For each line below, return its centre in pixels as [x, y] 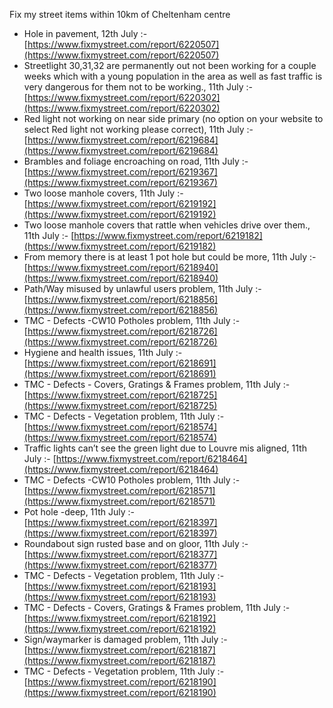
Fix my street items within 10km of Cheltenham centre [120, 14]
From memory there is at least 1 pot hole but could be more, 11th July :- [170, 257]
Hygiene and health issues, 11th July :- [103, 352]
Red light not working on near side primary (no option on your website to [173, 118]
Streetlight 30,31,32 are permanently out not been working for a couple [170, 65]
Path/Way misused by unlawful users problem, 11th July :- [142, 288]
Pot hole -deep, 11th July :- [79, 512]
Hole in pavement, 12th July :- [85, 33]
